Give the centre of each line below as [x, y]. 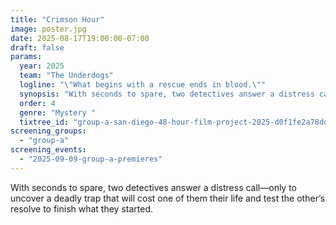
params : [26, 57]
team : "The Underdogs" [66, 76]
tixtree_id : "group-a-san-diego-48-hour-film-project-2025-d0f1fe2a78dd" [176, 122]
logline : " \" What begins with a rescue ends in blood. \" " [143, 85]
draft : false [37, 47]
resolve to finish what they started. [82, 208]
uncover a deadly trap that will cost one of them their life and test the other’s [168, 198]
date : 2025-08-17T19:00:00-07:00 [80, 38]
